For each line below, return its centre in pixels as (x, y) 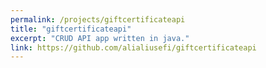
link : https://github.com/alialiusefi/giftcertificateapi (133, 47)
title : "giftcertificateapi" (71, 29)
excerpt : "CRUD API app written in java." (100, 38)
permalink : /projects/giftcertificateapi (98, 19)
